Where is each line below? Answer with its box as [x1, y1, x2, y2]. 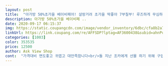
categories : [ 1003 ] [5, 35, 46, 40]
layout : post [5, 7, 32, 12]
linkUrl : [5, 30, 23, 35]
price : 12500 [5, 44, 32, 49]
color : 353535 [5, 40, 35, 45]
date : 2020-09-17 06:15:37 [5, 21, 61, 26]
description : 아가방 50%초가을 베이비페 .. [5, 16, 86, 21]
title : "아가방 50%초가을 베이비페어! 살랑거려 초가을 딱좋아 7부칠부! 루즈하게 [5, 12, 150, 17]
